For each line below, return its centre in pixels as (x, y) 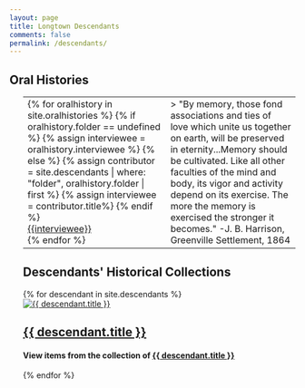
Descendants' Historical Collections (127, 272)
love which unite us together (231, 127)
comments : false (40, 34)
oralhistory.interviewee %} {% (91, 150)
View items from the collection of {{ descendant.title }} (128, 355)
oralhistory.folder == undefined (94, 127)
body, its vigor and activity (226, 184)
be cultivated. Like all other (228, 161)
